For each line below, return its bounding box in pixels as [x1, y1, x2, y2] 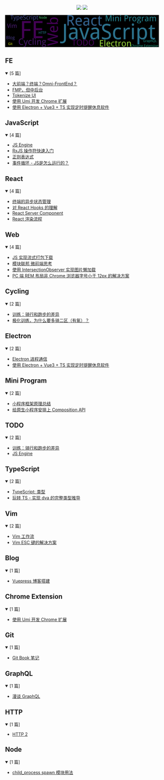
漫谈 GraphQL [12, 693, 41, 699]
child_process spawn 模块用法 [12, 769, 73, 775]
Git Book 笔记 [12, 655, 40, 661]
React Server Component [12, 210, 63, 216]
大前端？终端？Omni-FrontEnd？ [12, 81, 78, 87]
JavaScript [5, 119, 39, 127]
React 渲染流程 [12, 216, 42, 222]
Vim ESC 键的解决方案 [12, 539, 57, 545]
